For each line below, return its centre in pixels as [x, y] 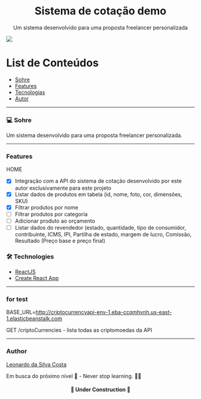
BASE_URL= [21, 312]
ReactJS [25, 272]
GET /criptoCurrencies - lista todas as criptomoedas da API [79, 330]
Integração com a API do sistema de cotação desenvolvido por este [98, 181]
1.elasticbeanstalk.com [34, 319]
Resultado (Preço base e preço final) [60, 240]
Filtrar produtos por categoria [51, 214]
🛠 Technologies [30, 257]
